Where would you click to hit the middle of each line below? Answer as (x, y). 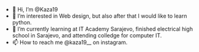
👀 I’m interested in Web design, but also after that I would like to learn (99, 16)
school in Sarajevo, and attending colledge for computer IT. (87, 35)
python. (22, 22)
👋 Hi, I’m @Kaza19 (35, 9)
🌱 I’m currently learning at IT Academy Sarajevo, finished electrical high (102, 29)
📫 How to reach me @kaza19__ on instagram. (70, 42)
